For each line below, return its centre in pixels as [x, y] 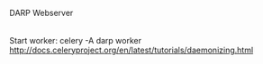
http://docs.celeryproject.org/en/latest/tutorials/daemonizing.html [131, 50]
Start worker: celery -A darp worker [76, 40]
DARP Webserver [41, 13]
